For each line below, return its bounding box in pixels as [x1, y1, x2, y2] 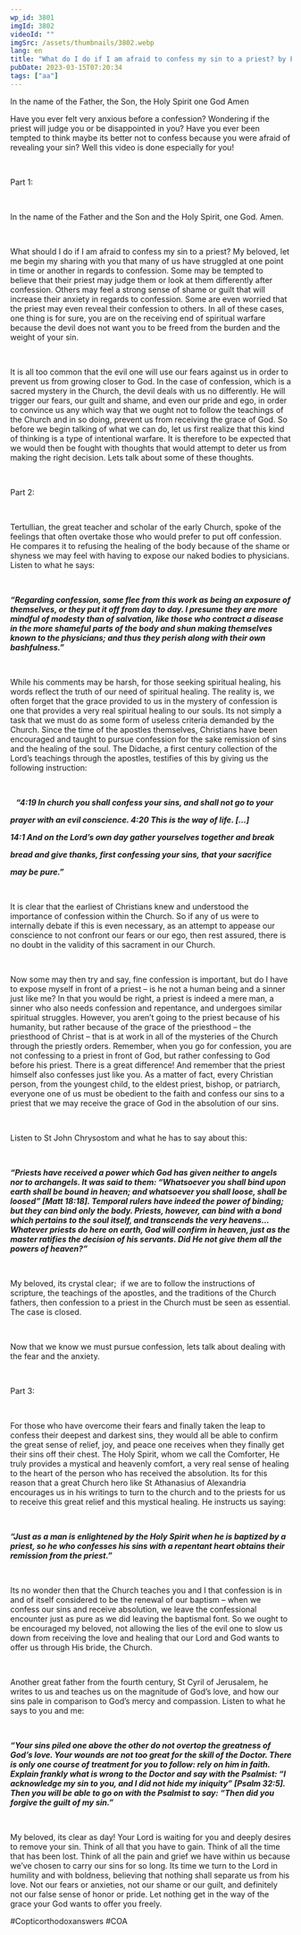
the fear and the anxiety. [10, 1350, 101, 1362]
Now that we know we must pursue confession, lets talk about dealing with [10, 1341, 286, 1352]
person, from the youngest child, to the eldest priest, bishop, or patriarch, [10, 1079, 280, 1089]
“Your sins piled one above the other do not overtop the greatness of [10, 1740, 272, 1750]
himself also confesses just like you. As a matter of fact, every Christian [10, 1069, 273, 1079]
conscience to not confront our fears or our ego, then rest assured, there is [10, 929, 287, 941]
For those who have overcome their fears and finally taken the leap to [10, 1420, 266, 1431]
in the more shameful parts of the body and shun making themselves [10, 623, 273, 633]
